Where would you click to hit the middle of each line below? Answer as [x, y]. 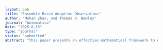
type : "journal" [21, 31]
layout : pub [17, 9]
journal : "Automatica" [28, 23]
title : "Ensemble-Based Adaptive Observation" [53, 14]
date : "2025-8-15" [24, 27]
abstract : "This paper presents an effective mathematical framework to [80, 40]
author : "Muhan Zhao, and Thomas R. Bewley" [51, 18]
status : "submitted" [26, 36]
